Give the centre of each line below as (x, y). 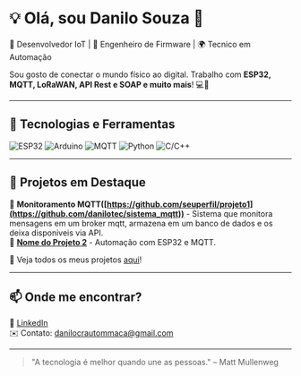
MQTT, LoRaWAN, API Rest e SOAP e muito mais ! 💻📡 (109, 84)
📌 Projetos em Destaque (77, 183)
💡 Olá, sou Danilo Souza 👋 (107, 18)
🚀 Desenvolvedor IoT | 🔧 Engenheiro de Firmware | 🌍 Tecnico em (130, 44)
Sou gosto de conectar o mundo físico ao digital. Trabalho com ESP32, (140, 74)
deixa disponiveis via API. (56, 233)
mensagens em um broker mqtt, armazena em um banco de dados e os (141, 223)
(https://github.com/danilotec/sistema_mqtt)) (97, 213)
